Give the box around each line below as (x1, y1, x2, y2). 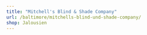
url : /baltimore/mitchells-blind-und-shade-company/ (6, 14, 142, 20)
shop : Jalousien (6, 20, 47, 26)
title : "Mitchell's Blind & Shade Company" (6, 8, 117, 15)
